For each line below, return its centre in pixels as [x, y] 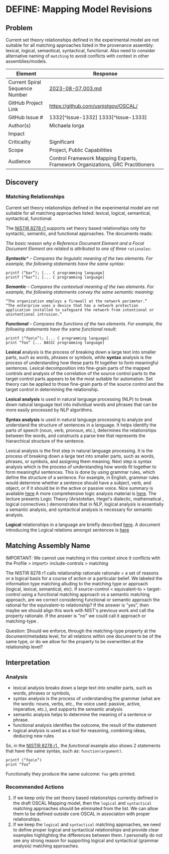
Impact [16, 134]
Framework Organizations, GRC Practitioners [102, 164]
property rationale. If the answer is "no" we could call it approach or [76, 616]
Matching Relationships [35, 197]
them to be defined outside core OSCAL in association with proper [81, 814]
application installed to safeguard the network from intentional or [80, 310]
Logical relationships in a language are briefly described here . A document [83, 525]
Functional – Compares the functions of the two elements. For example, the [84, 323]
